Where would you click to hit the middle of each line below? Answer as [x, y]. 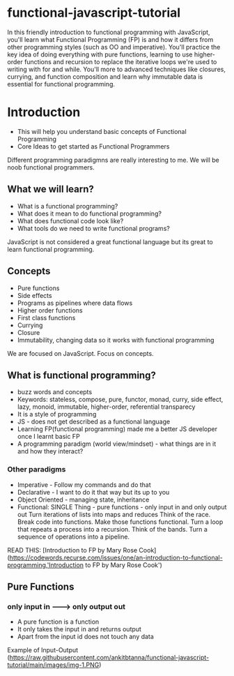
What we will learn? [50, 189]
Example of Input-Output [43, 650]
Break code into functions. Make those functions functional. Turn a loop [120, 522]
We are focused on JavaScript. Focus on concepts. [81, 353]
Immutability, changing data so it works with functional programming [116, 340]
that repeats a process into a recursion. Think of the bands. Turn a [112, 529]
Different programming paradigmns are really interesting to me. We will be [113, 160]
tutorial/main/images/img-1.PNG [53, 665]
